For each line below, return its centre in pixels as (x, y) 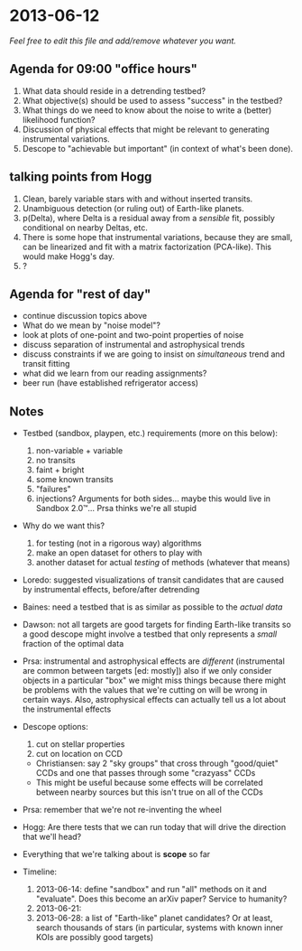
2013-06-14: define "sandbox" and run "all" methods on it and (151, 890)
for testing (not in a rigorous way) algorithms (119, 544)
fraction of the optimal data (73, 644)
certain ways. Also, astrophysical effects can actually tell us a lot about (154, 700)
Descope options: (55, 727)
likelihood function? (59, 119)
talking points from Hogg (81, 177)
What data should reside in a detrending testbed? (114, 90)
